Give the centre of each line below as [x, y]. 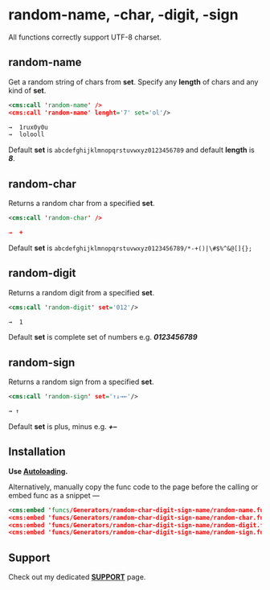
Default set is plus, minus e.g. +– [63, 426]
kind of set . [27, 90]
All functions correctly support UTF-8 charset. [85, 37]
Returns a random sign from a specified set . [81, 382]
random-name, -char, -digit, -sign [123, 15]
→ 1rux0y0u [28, 127]
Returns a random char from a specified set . [82, 204]
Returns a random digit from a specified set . [82, 292]
